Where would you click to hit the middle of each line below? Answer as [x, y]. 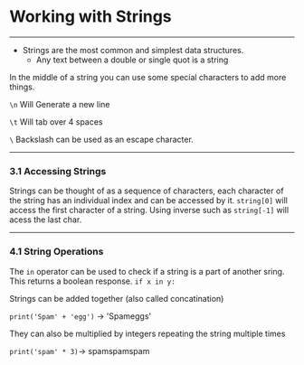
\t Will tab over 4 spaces [56, 122]
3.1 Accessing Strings [58, 171]
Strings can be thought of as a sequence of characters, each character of [147, 191]
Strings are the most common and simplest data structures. [133, 50]
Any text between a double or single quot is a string [132, 60]
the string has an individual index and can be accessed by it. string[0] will [148, 201]
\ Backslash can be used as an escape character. [102, 139]
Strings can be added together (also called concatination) [117, 298]
